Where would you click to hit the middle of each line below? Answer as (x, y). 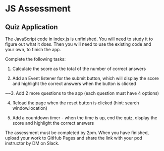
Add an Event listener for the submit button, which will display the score (85, 78)
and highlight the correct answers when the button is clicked (74, 83)
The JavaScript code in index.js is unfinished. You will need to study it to (79, 39)
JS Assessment (38, 9)
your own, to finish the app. (33, 49)
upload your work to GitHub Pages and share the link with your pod (74, 138)
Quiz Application (31, 27)
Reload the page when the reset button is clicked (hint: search (76, 103)
